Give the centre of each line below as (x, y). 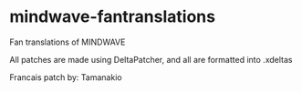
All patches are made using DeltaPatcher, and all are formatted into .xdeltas (151, 59)
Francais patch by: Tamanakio (66, 77)
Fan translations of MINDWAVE (68, 42)
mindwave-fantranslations (113, 17)
